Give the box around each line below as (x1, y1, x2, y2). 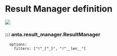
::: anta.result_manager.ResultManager (5, 31, 101, 38)
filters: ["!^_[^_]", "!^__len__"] (14, 46, 86, 51)
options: (9, 42, 27, 47)
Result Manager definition (5, 3, 113, 14)
